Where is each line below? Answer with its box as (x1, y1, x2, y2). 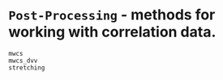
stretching (8, 63, 45, 72)
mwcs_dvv (8, 57, 38, 65)
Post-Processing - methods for (8, 6, 216, 24)
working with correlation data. (8, 23, 217, 41)
